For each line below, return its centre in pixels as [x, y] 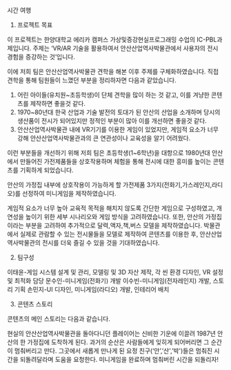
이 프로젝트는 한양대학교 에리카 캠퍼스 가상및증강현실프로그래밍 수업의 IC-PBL [112, 39]
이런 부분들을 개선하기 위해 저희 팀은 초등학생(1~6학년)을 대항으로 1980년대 [109, 153]
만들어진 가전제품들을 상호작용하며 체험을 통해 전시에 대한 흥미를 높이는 [115, 161]
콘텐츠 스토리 [35, 304]
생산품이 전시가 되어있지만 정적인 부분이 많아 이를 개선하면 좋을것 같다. [112, 121]
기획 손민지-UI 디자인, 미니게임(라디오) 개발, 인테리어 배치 [92, 289]
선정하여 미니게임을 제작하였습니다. [69, 193]
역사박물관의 [24, 243]
